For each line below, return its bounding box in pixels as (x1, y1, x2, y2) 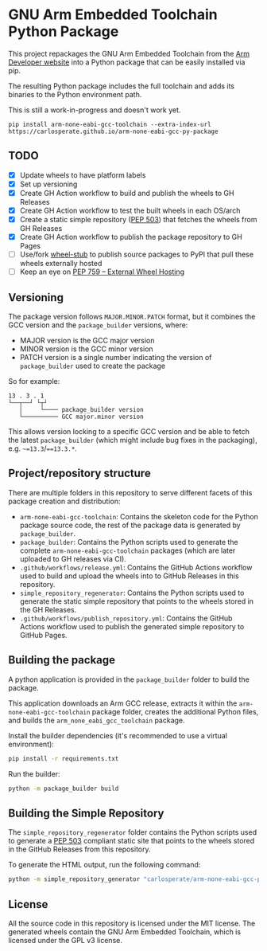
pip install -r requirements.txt (8, 754, 119, 762)
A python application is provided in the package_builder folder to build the (8, 675, 250, 684)
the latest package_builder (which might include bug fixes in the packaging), (8, 436, 257, 445)
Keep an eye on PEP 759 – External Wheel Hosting (19, 267, 185, 276)
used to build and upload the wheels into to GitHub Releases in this (19, 571, 240, 581)
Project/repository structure (8, 467, 151, 480)
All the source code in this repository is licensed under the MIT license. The (8, 918, 256, 928)
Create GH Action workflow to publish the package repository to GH (19, 233, 242, 242)
